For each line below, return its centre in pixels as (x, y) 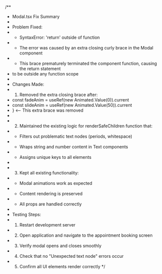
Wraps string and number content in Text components (74, 147)
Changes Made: (28, 84)
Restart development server (47, 225)
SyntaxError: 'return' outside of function (60, 37)
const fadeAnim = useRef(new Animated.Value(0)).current (71, 100)
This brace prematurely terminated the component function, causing (88, 63)
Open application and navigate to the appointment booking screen (86, 235)
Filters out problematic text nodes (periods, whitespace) (76, 136)
